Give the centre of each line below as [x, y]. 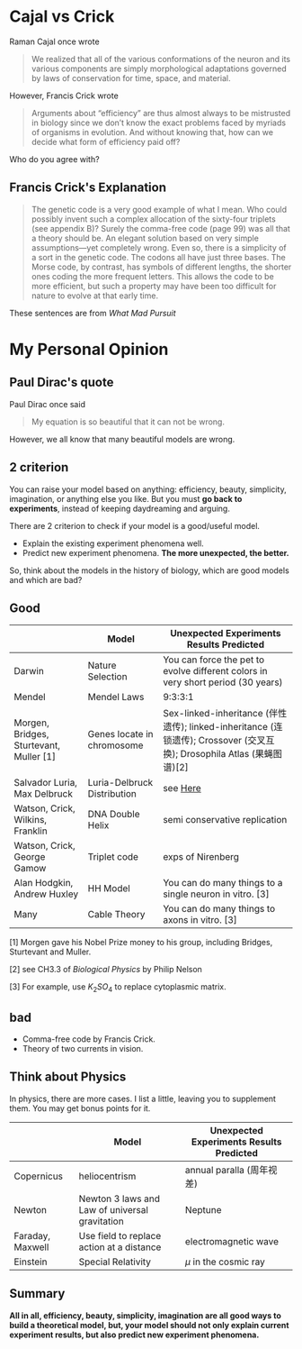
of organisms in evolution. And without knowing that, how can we [152, 132]
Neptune [203, 1209]
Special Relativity [115, 1262]
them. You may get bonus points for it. [80, 1108]
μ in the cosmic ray [225, 1262]
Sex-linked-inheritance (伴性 [225, 714]
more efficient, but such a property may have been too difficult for [154, 286]
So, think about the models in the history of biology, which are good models [149, 570]
